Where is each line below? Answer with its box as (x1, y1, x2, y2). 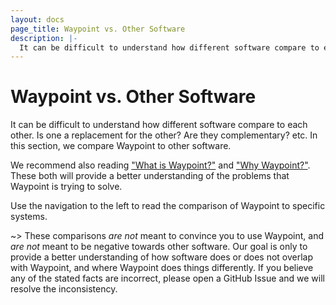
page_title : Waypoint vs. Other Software (10, 24, 186, 34)
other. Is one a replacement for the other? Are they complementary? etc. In (10, 129, 318, 141)
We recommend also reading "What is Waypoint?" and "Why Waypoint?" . (10, 159, 311, 171)
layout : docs (10, 14, 65, 25)
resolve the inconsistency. (10, 283, 118, 295)
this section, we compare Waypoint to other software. (10, 140, 232, 152)
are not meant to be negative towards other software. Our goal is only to (10, 241, 308, 253)
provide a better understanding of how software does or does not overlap (10, 251, 314, 263)
